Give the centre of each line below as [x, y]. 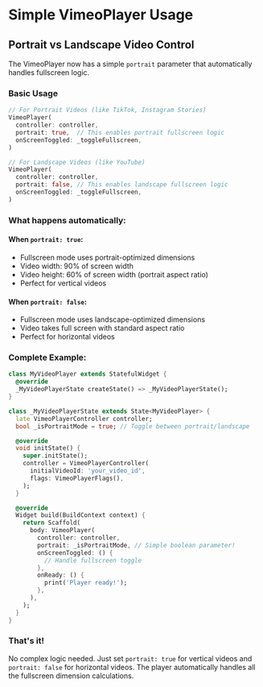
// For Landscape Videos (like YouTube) [77, 162]
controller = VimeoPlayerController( [86, 464]
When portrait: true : [46, 239]
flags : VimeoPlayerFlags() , [77, 478]
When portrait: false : [47, 302]
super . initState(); [55, 456]
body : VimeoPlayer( [62, 531]
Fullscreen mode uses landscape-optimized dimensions [113, 319]
